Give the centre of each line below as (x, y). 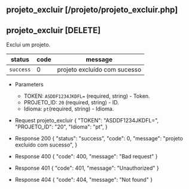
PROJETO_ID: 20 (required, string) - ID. (71, 103)
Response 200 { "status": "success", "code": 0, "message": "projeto (99, 139)
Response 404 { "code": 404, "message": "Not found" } (84, 180)
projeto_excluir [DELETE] (54, 30)
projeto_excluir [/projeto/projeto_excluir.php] (92, 10)
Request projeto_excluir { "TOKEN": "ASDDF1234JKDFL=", (87, 121)
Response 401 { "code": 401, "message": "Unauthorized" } (87, 168)
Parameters (29, 85)
